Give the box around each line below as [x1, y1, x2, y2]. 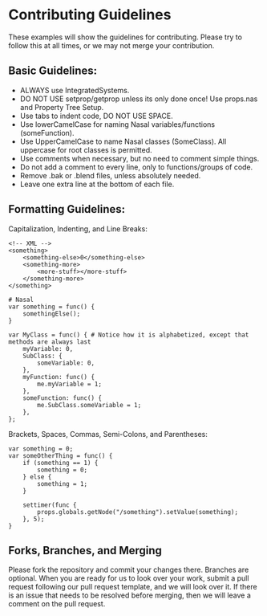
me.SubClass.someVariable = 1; [37, 401, 142, 409]
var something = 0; [8, 444, 74, 453]
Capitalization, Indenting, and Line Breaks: [8, 223, 148, 234]
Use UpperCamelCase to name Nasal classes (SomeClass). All [19, 137, 227, 146]
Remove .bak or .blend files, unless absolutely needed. [19, 170, 201, 180]
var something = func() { [8, 303, 95, 311]
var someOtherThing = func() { [8, 451, 113, 459]
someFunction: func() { [22, 394, 103, 402]
